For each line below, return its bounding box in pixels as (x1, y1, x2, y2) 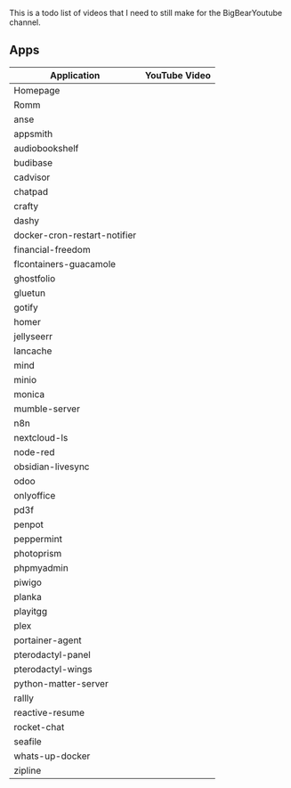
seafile (13, 735, 42, 747)
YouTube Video (145, 69, 212, 81)
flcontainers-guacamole (13, 257, 117, 270)
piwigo (13, 576, 43, 589)
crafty (13, 199, 39, 212)
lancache (13, 345, 53, 357)
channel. (9, 17, 42, 28)
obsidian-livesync (13, 460, 90, 473)
